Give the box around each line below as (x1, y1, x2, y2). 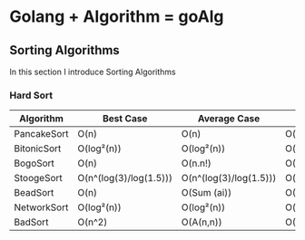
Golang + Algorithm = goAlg (9, 6, 224, 27)
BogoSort (14, 157, 54, 169)
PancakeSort (14, 128, 70, 140)
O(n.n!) (181, 157, 212, 169)
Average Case (198, 112, 261, 125)
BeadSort (14, 187, 54, 199)
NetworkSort (14, 201, 69, 214)
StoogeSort (14, 172, 64, 185)
